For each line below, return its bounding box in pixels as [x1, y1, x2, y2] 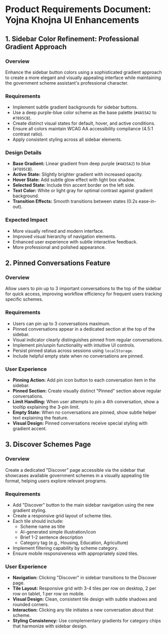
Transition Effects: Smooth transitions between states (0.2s [12, 198, 138, 204]
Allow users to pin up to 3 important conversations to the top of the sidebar [5, 286, 161, 292]
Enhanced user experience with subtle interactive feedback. [12, 238, 138, 244]
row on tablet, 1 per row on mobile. [12, 591, 85, 597]
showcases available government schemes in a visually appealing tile [5, 472, 150, 478]
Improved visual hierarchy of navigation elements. [12, 233, 117, 239]
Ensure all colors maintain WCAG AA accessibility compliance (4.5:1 [12, 126, 153, 132]
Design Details [5, 149, 42, 156]
